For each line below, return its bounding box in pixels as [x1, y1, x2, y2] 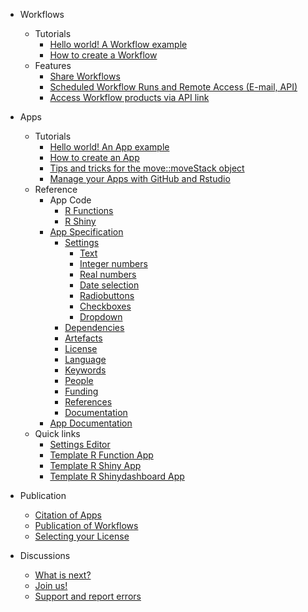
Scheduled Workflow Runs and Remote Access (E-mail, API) [49, 81, 298, 93]
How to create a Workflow [49, 49, 158, 61]
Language [64, 354, 107, 365]
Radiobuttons [79, 290, 135, 301]
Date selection [79, 279, 140, 291]
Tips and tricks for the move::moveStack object [49, 162, 245, 174]
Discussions [19, 550, 71, 561]
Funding [64, 385, 99, 397]
